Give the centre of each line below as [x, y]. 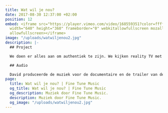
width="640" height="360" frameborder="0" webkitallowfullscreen [79, 29]
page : [11, 79]
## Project [21, 47]
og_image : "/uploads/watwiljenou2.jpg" [51, 102]
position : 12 [19, 19]
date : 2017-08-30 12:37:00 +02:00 [41, 15]
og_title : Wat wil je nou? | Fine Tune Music [58, 88]
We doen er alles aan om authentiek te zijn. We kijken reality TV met [86, 56]
